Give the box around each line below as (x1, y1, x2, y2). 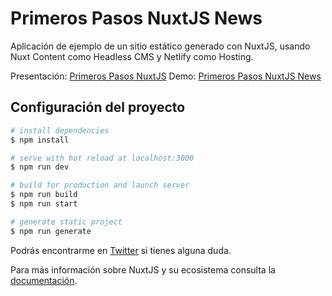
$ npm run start (10, 199, 78, 209)
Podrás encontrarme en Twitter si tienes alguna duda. (10, 244, 232, 256)
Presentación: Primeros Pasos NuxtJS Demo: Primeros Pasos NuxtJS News (10, 70, 322, 82)
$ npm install (10, 135, 70, 145)
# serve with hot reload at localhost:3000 (10, 153, 195, 163)
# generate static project (10, 217, 123, 227)
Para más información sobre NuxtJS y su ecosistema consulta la (10, 263, 276, 276)
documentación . (10, 274, 78, 286)
